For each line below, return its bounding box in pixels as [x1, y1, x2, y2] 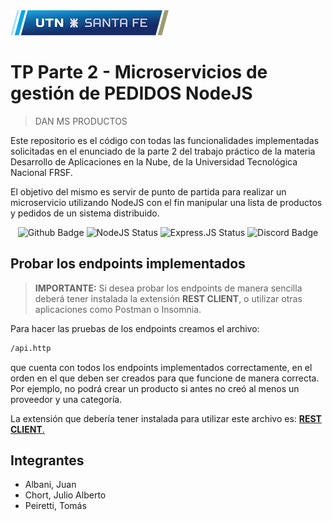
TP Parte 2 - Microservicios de [10, 61, 268, 84]
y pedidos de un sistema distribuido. [10, 207, 160, 219]
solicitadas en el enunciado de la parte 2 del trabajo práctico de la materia [10, 145, 316, 157]
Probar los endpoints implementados [10, 255, 246, 273]
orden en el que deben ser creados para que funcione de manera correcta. [10, 372, 320, 384]
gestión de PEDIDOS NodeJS [10, 82, 253, 105]
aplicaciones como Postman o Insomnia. [34, 303, 202, 315]
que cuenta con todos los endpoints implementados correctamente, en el [10, 361, 313, 373]
